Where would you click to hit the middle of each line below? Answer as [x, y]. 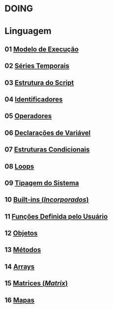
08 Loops [19, 166]
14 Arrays [20, 266]
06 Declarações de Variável [48, 133]
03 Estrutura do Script [39, 82]
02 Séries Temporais [37, 66]
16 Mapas [20, 300]
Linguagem [28, 31]
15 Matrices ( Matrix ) [36, 283]
